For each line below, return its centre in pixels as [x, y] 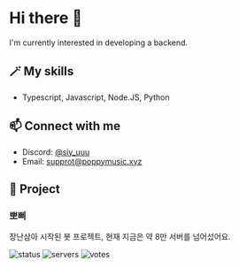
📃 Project [35, 189]
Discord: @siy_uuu [56, 152]
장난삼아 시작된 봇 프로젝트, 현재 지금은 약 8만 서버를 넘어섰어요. [120, 237]
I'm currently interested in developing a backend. [99, 42]
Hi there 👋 [46, 18]
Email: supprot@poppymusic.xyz [82, 161]
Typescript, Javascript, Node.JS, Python [96, 97]
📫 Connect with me [65, 126]
